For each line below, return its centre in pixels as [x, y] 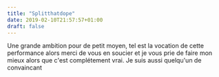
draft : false [26, 26]
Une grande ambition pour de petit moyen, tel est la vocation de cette [106, 46]
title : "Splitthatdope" [41, 13]
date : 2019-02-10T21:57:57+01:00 [55, 20]
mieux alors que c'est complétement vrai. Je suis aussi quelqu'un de [104, 60]
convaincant [25, 68]
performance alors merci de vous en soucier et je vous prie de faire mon [110, 53]
